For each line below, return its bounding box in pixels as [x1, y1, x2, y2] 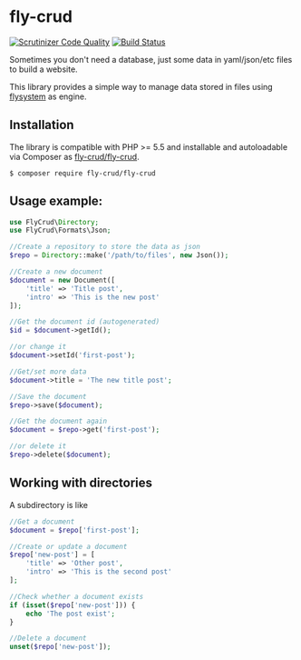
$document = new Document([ [9, 275, 116, 285]
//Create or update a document [9, 542, 128, 551]
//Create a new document [9, 267, 103, 276]
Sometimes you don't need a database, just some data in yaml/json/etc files [9, 54, 293, 65]
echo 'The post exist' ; [25, 609, 116, 618]
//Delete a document [9, 634, 88, 643]
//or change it [9, 343, 67, 352]
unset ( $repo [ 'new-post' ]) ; [9, 643, 112, 652]
